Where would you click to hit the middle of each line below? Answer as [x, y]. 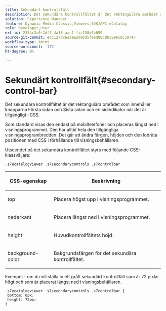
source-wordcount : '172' [31, 47]
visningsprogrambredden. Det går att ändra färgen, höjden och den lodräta [81, 135]
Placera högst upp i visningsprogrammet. [101, 199]
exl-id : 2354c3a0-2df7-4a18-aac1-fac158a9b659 [54, 33]
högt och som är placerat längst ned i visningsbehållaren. [63, 282]
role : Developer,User [27, 28]
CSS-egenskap [28, 181]
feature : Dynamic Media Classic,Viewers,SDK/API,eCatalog [66, 24]
